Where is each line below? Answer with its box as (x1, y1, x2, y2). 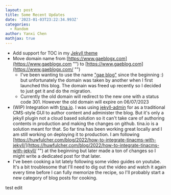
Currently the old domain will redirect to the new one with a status (20, 93, 159, 100)
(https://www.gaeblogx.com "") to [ (12, 61, 87, 67)
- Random (10, 27, 29, 32)
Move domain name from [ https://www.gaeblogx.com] (12, 55, 128, 61)
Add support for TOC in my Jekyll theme (12, 50, 98, 56)
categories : (5, 21, 31, 27)
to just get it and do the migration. (20, 88, 92, 94)
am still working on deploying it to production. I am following (12, 131, 140, 137)
